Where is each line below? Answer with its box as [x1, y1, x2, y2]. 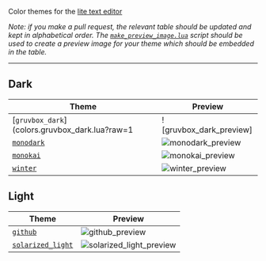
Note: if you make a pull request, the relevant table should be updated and [8, 22, 252, 31]
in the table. [8, 47, 47, 56]
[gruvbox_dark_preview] [161, 124, 253, 135]
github [12, 227, 37, 236]
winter [12, 164, 37, 172]
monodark [12, 138, 45, 147]
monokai [12, 150, 41, 160]
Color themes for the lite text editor [8, 7, 123, 16]
